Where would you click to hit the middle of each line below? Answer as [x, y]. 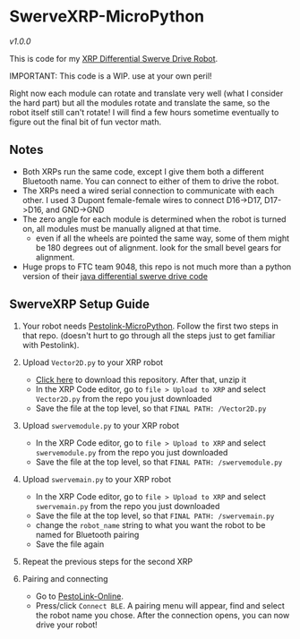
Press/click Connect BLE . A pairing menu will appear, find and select [160, 605]
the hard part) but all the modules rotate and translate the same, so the [140, 102]
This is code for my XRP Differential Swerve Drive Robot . [114, 58]
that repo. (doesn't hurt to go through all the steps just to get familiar [149, 335]
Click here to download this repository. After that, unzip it [141, 379]
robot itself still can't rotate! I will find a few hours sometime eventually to [144, 112]
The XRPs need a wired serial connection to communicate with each [148, 191]
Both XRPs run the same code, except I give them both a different [143, 171]
